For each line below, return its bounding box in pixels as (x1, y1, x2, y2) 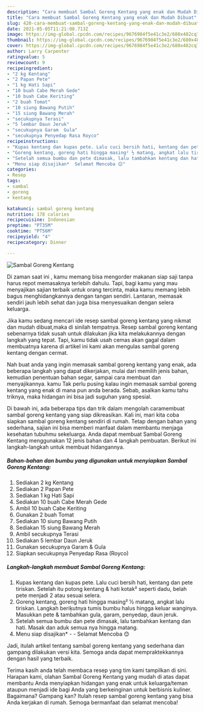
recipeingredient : (7, 65, 53, 71)
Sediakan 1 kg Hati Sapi (15, 492, 74, 499)
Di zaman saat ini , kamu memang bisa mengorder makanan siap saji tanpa (7, 273, 193, 280)
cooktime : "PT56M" (7, 228, 53, 234)
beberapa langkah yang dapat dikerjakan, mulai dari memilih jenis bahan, (7, 367, 189, 374)
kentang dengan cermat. (7, 349, 68, 356)
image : (7, 31, 24, 38)
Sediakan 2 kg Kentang (15, 479, 74, 486)
